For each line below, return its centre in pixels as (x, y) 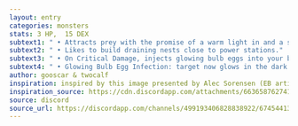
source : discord (39, 100)
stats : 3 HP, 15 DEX (49, 34)
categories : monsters (49, 26)
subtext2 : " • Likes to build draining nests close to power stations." (146, 51)
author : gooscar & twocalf (59, 75)
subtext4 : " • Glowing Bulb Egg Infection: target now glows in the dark (149, 67)
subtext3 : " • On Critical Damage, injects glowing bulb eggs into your (146, 59)
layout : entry (35, 17)
